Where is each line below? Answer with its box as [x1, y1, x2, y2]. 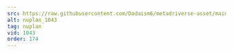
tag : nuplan [7, 23, 42, 30]
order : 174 [7, 36, 39, 43]
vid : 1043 [7, 29, 36, 36]
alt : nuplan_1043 [7, 17, 58, 23]
